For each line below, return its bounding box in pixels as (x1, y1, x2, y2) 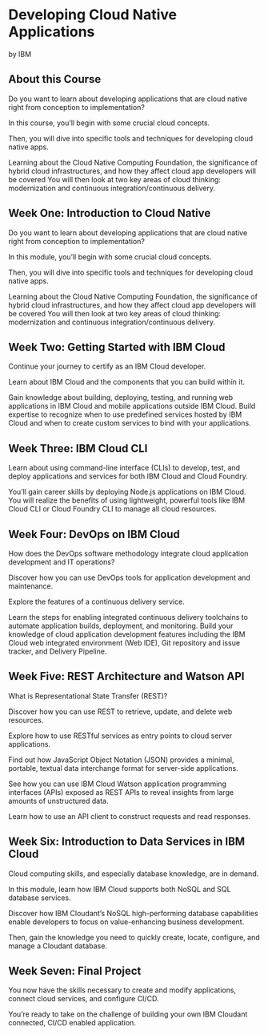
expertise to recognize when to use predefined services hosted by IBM (8, 410, 242, 419)
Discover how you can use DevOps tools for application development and (8, 573, 250, 582)
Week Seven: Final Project (8, 964, 142, 978)
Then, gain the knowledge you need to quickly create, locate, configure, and (8, 932, 260, 942)
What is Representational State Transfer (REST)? (8, 691, 168, 700)
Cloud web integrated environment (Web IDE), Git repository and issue (8, 638, 241, 647)
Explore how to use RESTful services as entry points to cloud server (8, 731, 233, 740)
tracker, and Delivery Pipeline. (8, 646, 107, 656)
